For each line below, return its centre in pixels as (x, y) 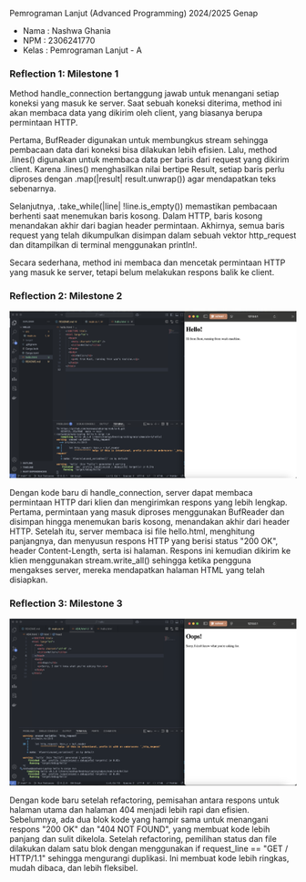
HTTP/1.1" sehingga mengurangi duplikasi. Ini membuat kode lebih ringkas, (149, 858)
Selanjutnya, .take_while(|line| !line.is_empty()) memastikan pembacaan (143, 206)
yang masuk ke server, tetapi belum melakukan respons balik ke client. (142, 272)
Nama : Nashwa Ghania (66, 31)
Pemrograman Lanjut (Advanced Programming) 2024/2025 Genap (134, 13)
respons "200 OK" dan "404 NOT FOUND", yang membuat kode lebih (140, 829)
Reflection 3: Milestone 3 (66, 603)
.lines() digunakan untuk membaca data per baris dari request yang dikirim (149, 159)
